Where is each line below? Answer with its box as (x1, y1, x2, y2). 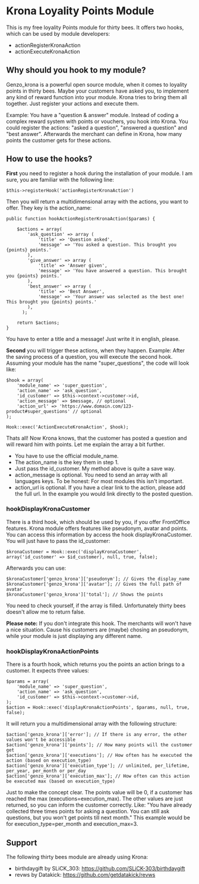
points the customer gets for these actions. (6, 137, 112, 144)
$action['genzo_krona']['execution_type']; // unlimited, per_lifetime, (6, 763, 190, 769)
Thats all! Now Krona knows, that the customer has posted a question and (6, 434, 187, 441)
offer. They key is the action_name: (6, 204, 92, 211)
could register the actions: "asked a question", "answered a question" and (6, 124, 187, 131)
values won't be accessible (6, 737, 76, 743)
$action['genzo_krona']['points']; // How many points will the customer (6, 742, 193, 748)
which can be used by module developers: (6, 30, 110, 37)
